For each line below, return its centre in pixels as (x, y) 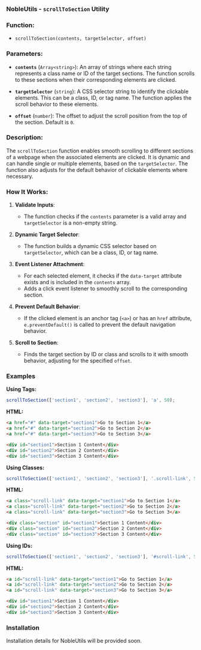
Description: (25, 138)
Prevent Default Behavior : (48, 307)
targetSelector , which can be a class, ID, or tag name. (91, 253)
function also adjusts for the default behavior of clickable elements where (97, 169)
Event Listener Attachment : (50, 264)
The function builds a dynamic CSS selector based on (90, 246)
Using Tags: (22, 389)
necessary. (20, 176)
